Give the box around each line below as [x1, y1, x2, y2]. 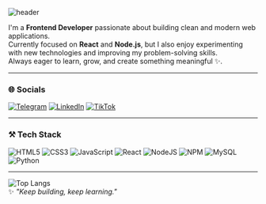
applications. [8, 32, 50, 40]
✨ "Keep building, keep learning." [8, 187, 117, 196]
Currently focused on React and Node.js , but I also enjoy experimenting [8, 40, 244, 49]
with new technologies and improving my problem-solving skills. [8, 48, 218, 57]
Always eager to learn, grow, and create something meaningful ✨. [8, 56, 223, 66]
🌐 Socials [8, 84, 46, 95]
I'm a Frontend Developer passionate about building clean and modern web [8, 23, 256, 32]
